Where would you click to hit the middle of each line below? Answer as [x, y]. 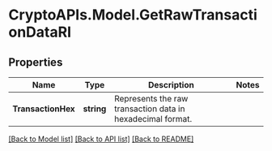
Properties [36, 62]
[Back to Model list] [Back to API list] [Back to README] [101, 139]
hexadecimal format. [153, 119]
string [95, 109]
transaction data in [150, 109]
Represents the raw [151, 99]
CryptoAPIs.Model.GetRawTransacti [133, 15]
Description [171, 85]
